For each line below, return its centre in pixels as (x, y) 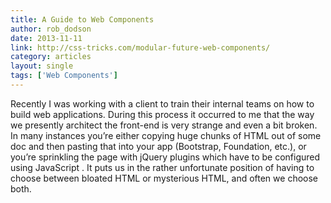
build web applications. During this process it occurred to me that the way (162, 114)
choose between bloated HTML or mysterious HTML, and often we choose (164, 178)
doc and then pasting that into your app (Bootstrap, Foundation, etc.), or (158, 146)
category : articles (51, 57)
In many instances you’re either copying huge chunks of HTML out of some (166, 135)
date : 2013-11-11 (46, 38)
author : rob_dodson (51, 29)
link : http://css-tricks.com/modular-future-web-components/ (140, 47)
